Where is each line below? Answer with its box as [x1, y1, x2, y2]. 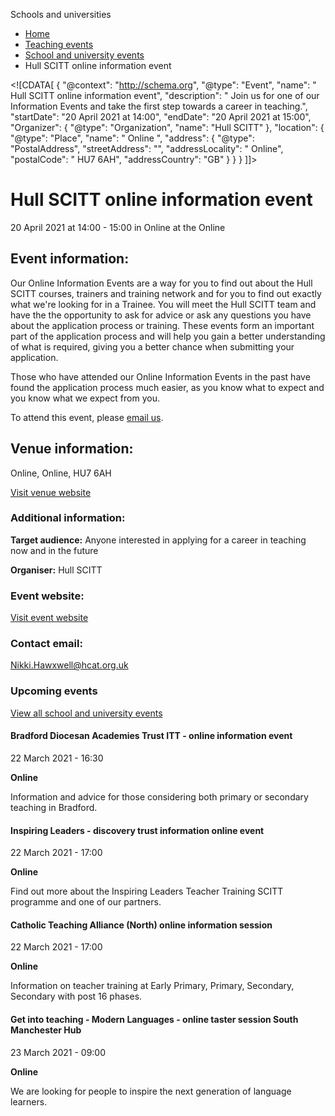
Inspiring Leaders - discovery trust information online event [10, 824, 265, 836]
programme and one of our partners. [10, 896, 162, 908]
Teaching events [24, 39, 94, 50]
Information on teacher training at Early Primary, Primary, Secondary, [10, 980, 295, 992]
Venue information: [10, 440, 134, 458]
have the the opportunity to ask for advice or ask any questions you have [10, 309, 312, 321]
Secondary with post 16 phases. [10, 990, 143, 1003]
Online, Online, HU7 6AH [10, 467, 112, 479]
